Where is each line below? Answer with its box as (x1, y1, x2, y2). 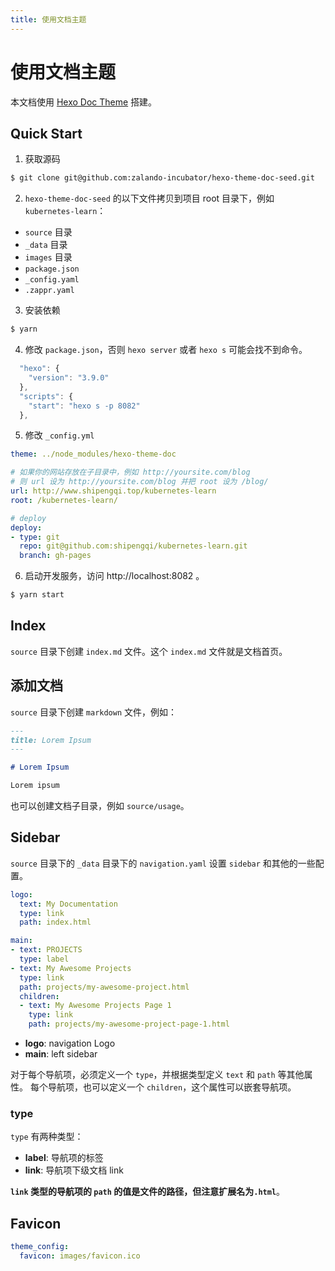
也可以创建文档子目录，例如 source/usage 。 (10, 800, 190, 811)
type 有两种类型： (10, 1131, 84, 1143)
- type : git (10, 532, 60, 542)
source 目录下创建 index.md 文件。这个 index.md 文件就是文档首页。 (10, 645, 288, 657)
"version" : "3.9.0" (28, 373, 110, 383)
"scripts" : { (19, 391, 74, 401)
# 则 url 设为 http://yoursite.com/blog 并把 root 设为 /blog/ (10, 477, 269, 487)
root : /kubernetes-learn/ (10, 495, 118, 505)
